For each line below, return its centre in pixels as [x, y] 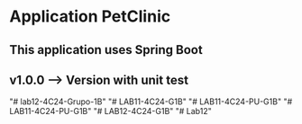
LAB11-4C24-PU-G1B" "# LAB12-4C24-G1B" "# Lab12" [110, 111]
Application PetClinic [90, 17]
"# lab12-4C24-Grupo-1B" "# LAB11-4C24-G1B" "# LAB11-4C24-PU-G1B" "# [151, 102]
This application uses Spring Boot [106, 50]
